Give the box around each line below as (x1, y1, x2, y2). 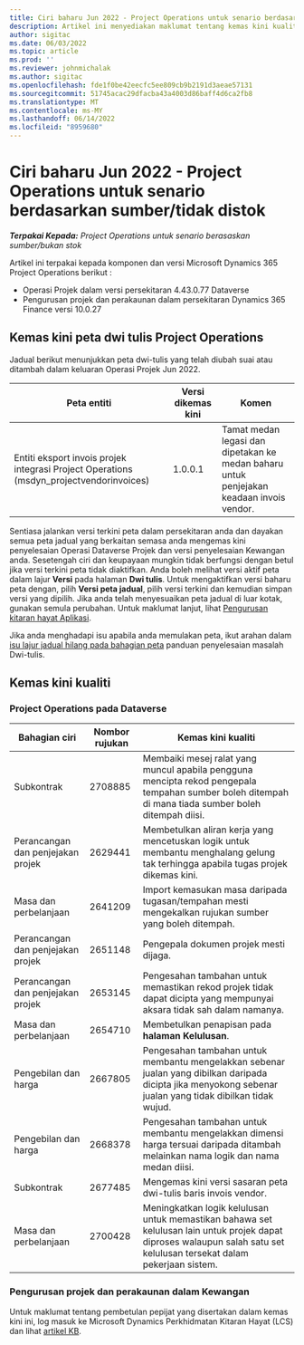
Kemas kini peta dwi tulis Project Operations (9, 330, 264, 345)
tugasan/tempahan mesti (142, 895, 249, 908)
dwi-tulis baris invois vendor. (142, 1187, 267, 1200)
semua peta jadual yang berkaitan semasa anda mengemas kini (9, 535, 246, 546)
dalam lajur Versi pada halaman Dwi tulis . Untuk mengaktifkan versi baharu (9, 573, 291, 584)
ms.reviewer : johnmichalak (9, 64, 111, 73)
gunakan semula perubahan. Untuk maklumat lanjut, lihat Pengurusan (9, 602, 269, 613)
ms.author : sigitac (9, 72, 83, 82)
